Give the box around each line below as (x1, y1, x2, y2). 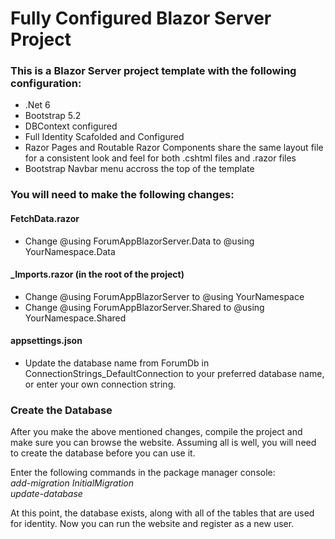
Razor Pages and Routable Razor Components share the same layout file (24, 142, 324, 154)
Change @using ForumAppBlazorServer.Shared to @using (24, 301, 265, 313)
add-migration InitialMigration (10, 477, 135, 489)
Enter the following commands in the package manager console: (10, 467, 276, 479)
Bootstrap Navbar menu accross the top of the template (24, 163, 255, 175)
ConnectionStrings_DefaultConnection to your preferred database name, (24, 368, 325, 380)
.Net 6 (24, 99, 51, 111)
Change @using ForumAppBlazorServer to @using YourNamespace (24, 290, 305, 302)
